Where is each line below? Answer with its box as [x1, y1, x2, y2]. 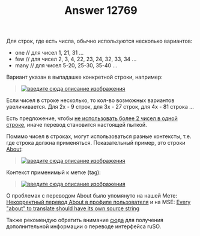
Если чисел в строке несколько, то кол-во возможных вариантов [6, 97, 175, 104]
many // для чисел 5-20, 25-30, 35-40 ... [14, 62, 118, 69]
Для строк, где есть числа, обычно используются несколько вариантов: [6, 37, 193, 45]
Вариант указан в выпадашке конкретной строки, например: [6, 73, 163, 81]
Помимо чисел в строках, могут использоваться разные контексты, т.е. [6, 133, 192, 140]
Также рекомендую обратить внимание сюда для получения [6, 217, 163, 224]
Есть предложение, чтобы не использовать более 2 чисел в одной [6, 115, 178, 122]
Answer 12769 [64, 4, 138, 17]
